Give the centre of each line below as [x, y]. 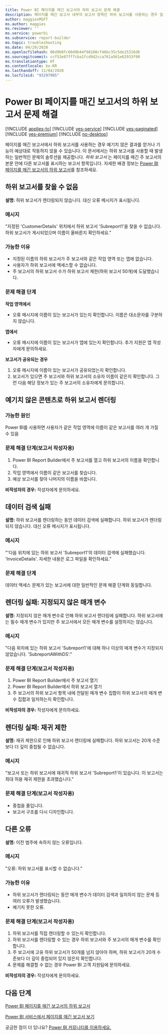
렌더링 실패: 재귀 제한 [36, 727]
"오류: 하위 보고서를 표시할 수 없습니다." [44, 868]
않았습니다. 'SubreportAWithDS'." [39, 654]
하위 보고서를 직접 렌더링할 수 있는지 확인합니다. [59, 933]
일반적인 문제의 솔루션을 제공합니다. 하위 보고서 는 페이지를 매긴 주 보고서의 [88, 157]
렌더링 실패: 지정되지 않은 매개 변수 [56, 602]
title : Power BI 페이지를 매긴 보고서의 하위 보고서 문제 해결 [63, 10]
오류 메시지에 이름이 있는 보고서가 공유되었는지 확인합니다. [69, 370]
